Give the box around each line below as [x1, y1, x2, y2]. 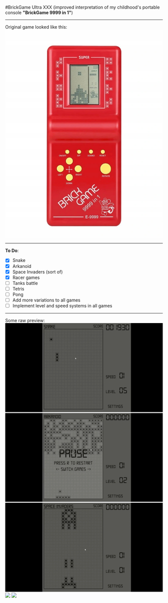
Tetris [12, 285, 24, 291]
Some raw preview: [5, 318, 45, 324]
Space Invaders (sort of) [12, 268, 63, 275]
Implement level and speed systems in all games [12, 303, 112, 309]
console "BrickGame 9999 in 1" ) [5, 10, 73, 16]
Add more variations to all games [12, 297, 81, 303]
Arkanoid [12, 263, 31, 269]
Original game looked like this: [5, 24, 67, 30]
